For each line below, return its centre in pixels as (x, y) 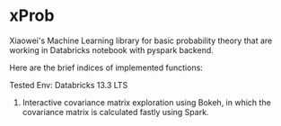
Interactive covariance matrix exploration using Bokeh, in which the (146, 102)
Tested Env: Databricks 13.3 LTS (69, 85)
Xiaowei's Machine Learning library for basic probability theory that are (141, 40)
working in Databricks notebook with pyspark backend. (111, 49)
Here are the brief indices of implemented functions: (106, 67)
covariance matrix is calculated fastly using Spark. (115, 112)
